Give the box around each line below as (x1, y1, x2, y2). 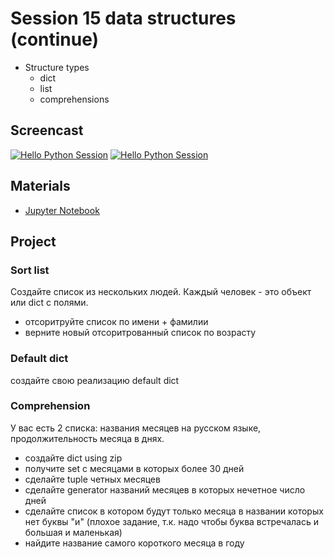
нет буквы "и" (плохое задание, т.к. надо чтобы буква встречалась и (24, 515, 320, 527)
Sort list (10, 263, 50, 277)
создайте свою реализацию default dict (10, 374, 180, 386)
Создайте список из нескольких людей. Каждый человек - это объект (10, 286, 312, 298)
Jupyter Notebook (24, 204, 100, 216)
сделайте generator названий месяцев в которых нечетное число (24, 483, 306, 496)
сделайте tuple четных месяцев (24, 473, 161, 485)
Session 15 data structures (10, 7, 237, 30)
